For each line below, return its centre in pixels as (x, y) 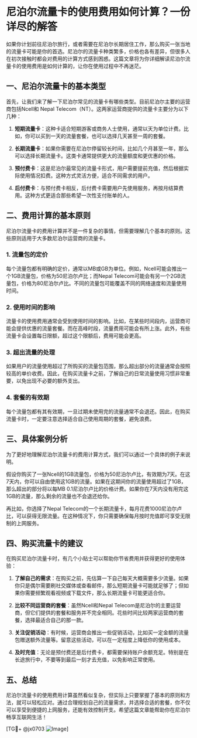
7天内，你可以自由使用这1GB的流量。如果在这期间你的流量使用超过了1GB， (96, 481)
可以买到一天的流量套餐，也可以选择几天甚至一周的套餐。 (99, 136)
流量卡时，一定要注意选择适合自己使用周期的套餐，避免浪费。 (80, 419)
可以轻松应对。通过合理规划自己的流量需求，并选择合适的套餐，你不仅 (106, 703)
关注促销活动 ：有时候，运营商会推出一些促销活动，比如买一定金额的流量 (101, 632)
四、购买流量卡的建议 (44, 543)
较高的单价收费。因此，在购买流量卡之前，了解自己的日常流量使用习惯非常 (96, 373)
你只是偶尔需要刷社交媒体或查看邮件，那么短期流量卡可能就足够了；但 (99, 586)
